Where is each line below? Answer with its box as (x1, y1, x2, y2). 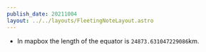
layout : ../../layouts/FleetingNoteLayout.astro (6, 17, 154, 24)
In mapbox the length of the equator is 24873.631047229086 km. (16, 36, 200, 45)
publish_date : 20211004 (6, 10, 78, 18)
